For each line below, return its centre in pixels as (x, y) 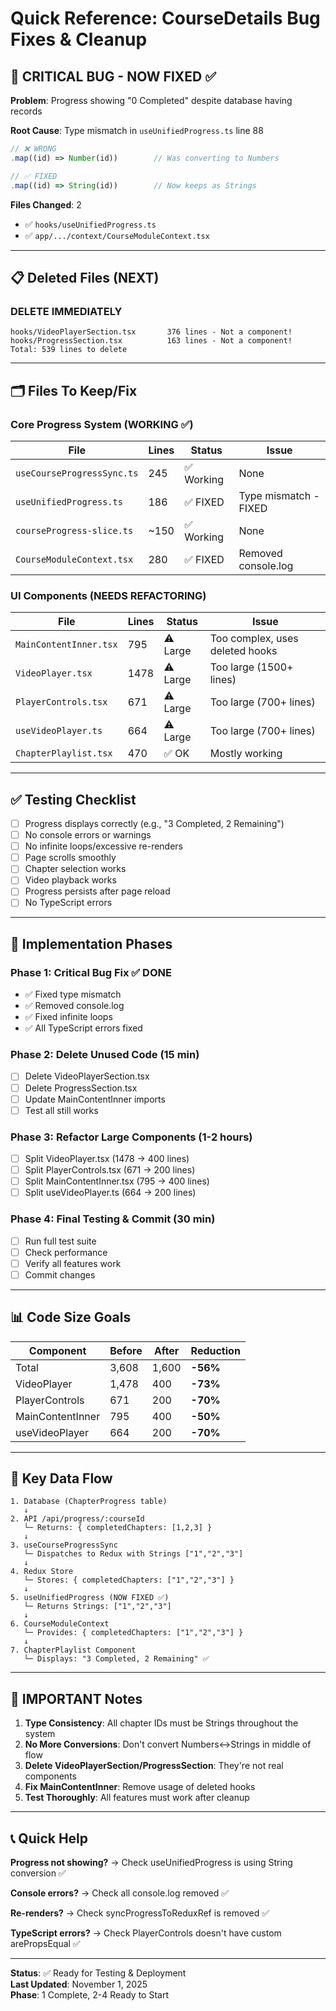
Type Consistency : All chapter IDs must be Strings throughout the (161, 1723)
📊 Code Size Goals (71, 1317)
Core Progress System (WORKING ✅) (102, 424)
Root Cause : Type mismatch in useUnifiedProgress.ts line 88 (137, 130)
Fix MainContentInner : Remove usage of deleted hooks (140, 1787)
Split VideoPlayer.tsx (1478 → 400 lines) (107, 1159)
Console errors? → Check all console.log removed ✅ (120, 1893)
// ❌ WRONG (33, 149)
